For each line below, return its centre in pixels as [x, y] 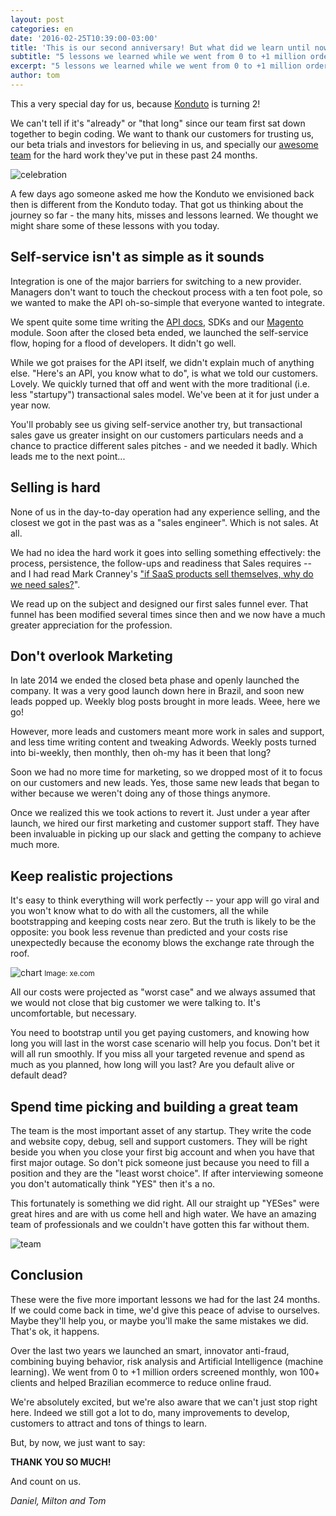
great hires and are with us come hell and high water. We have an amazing [163, 1213]
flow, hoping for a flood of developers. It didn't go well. [123, 343]
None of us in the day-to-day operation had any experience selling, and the [165, 512]
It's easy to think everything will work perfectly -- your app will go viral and [165, 900]
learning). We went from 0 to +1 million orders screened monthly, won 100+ [165, 1372]
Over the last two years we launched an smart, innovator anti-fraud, [150, 1350]
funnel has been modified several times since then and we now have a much [168, 614]
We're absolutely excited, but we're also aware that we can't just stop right [164, 1402]
